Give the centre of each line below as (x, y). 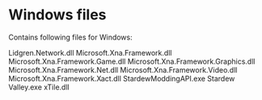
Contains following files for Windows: (70, 37)
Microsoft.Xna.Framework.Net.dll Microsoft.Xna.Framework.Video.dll (123, 69)
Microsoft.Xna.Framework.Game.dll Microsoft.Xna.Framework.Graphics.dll (132, 61)
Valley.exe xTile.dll (39, 87)
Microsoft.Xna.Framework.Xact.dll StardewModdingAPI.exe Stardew (122, 78)
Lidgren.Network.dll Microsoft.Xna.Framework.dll (90, 52)
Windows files (57, 15)
